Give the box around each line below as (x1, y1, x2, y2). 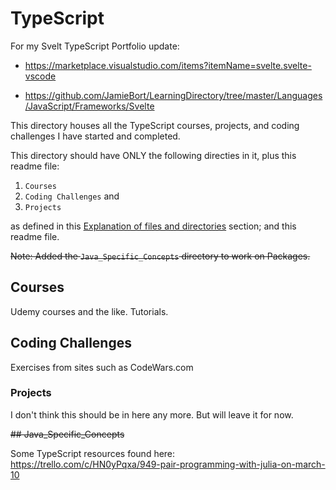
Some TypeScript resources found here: (10, 447, 176, 459)
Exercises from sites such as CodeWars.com (10, 361, 194, 373)
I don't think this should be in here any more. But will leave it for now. (10, 408, 294, 421)
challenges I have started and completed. (10, 130, 181, 142)
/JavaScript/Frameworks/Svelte (24, 100, 155, 112)
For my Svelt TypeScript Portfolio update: (10, 40, 180, 52)
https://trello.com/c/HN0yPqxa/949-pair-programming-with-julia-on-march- (10, 458, 326, 470)
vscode (24, 70, 57, 82)
